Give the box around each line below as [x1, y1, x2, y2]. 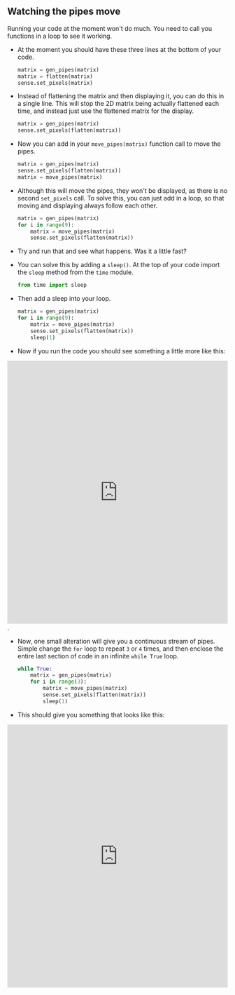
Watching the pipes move [7, 6, 121, 18]
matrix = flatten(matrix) [17, 73, 93, 80]
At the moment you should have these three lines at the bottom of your [17, 45, 222, 53]
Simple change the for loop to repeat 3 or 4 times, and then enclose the [17, 644, 224, 653]
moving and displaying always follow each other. [17, 201, 158, 210]
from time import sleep [17, 282, 87, 289]
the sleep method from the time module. [17, 268, 134, 276]
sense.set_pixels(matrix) [17, 79, 93, 86]
